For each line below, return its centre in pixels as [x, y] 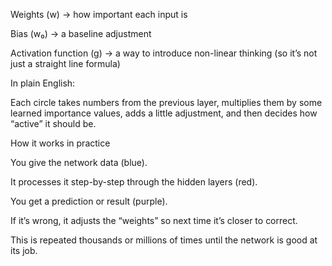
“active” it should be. [53, 123]
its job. [24, 250]
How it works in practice [60, 143]
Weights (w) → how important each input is [99, 14]
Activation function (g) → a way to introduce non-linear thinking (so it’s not [164, 53]
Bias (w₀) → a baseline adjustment [81, 33]
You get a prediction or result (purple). [89, 201]
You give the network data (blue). [79, 162]
